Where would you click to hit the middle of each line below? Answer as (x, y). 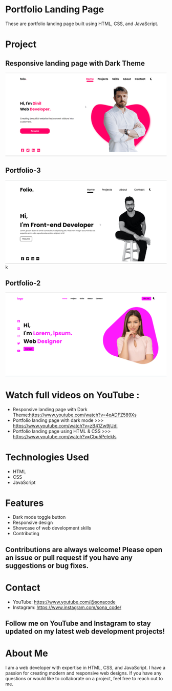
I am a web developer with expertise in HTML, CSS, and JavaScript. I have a (85, 668)
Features (25, 503)
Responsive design (33, 523)
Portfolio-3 (23, 170)
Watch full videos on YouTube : (72, 395)
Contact (23, 588)
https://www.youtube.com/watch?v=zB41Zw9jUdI (65, 425)
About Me (27, 653)
